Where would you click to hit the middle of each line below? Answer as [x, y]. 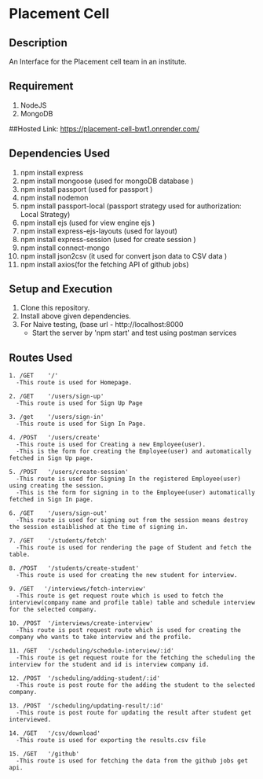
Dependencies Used [60, 154]
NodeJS [33, 105]
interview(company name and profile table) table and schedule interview [132, 603]
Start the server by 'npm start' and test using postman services [134, 333]
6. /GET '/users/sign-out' [58, 513]
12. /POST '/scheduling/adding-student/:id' [84, 678]
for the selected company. [53, 610]
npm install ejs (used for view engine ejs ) [88, 222]
